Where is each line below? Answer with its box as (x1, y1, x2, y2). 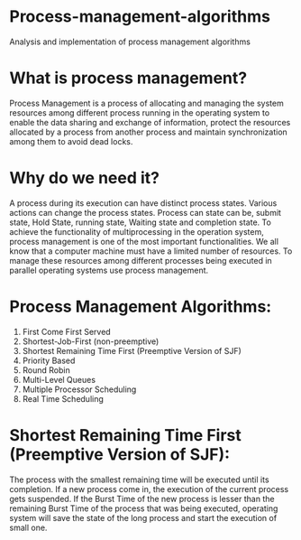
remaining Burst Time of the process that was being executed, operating (9, 503, 278, 514)
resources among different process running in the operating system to (9, 107, 270, 118)
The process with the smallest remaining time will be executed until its (9, 474, 269, 485)
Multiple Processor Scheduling (22, 384, 137, 395)
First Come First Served (22, 326, 111, 337)
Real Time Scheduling (22, 393, 104, 404)
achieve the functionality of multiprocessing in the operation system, (9, 226, 264, 237)
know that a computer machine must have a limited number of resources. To (9, 246, 293, 256)
